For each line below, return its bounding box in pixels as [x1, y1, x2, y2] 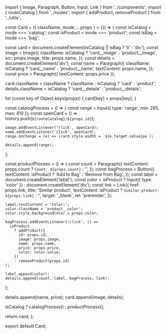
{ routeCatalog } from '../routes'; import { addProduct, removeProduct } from [5, 9, 161, 15]
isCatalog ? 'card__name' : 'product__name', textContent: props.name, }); [5, 66, 154, 71]
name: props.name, [18, 241, 56, 246]
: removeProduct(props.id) [14, 259, 70, 264]
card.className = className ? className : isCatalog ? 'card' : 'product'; [5, 80, 156, 86]
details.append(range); [5, 142, 55, 147]
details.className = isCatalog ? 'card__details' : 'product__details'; [5, 86, 142, 91]
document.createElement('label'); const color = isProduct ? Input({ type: [5, 177, 153, 183]
